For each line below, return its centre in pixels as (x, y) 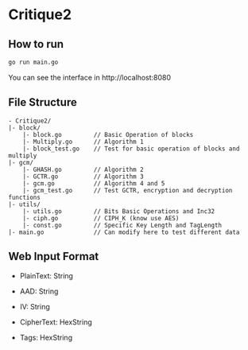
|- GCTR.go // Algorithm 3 (83, 177)
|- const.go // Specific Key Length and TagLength (122, 225)
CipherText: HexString (56, 322)
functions (25, 197)
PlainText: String (46, 275)
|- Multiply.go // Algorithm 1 (83, 142)
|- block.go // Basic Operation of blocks (108, 134)
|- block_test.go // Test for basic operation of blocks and (131, 149)
